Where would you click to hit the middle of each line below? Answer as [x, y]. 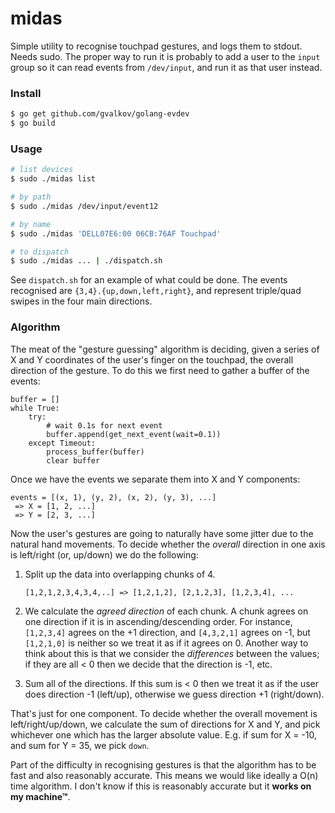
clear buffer [73, 460]
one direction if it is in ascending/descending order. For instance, [158, 621]
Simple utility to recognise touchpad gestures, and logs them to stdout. [156, 46]
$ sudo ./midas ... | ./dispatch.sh [86, 261]
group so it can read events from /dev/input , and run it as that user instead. [166, 67]
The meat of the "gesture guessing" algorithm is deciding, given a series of [165, 349]
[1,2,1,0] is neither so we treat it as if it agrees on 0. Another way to [166, 643]
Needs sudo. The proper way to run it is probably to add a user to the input [165, 56]
